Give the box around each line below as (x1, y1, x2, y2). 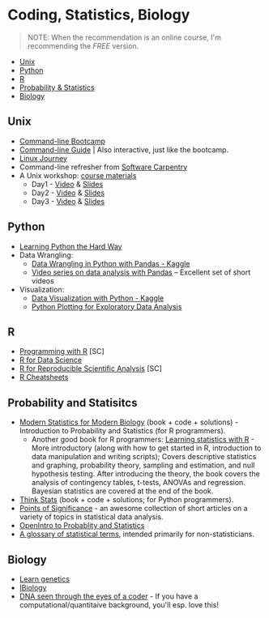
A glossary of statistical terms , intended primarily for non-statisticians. (19, 529, 254, 539)
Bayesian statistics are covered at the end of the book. (31, 486, 214, 496)
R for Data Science (19, 355, 83, 365)
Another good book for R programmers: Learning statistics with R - (31, 435, 255, 445)
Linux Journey (19, 153, 68, 163)
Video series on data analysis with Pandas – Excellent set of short (31, 267, 251, 277)
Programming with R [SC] (19, 347, 105, 356)
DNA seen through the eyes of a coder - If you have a (19, 591, 199, 601)
